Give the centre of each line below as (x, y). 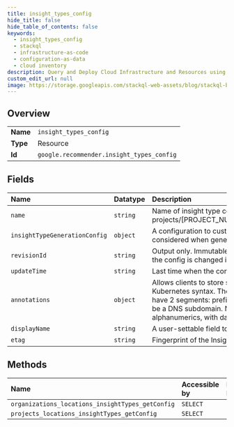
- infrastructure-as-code (51, 53)
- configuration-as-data (49, 59)
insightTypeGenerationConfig (59, 235)
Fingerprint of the (181, 340)
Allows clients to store (188, 282)
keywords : (22, 33)
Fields (21, 180)
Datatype (130, 199)
